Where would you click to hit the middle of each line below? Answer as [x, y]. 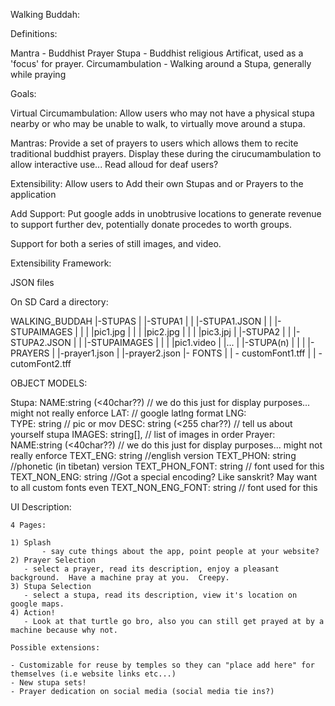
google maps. [37, 604]
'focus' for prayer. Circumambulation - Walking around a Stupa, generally [161, 63]
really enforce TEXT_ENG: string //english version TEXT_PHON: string [153, 455]
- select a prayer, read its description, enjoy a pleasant [151, 569]
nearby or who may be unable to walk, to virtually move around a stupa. [158, 123]
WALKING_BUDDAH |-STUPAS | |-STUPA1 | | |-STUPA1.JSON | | [141, 321]
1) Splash [31, 543]
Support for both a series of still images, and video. [116, 243]
